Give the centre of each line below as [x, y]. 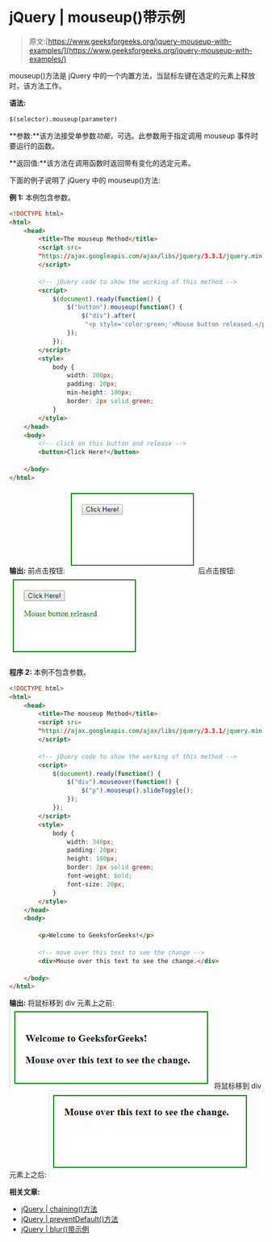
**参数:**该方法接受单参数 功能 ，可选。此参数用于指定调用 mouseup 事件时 [134, 136]
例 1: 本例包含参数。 [42, 197]
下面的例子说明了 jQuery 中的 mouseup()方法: [85, 180]
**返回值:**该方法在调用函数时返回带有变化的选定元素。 [103, 162]
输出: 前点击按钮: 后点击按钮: [123, 570]
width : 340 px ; [90, 842]
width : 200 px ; [90, 376]
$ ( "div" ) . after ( [109, 316]
